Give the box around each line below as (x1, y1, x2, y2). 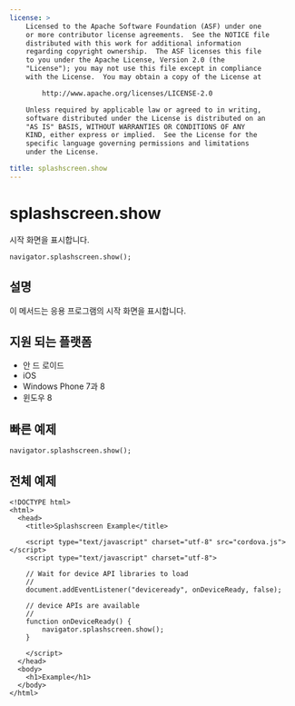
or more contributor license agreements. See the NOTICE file (25, 30, 270, 39)
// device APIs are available (25, 601, 141, 610)
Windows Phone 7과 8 (22, 381, 106, 392)
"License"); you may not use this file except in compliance (25, 65, 261, 74)
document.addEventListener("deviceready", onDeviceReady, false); (25, 585, 282, 594)
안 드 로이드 (22, 360, 65, 371)
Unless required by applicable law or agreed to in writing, (25, 105, 261, 114)
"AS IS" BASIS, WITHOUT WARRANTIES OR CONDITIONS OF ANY (25, 122, 246, 132)
